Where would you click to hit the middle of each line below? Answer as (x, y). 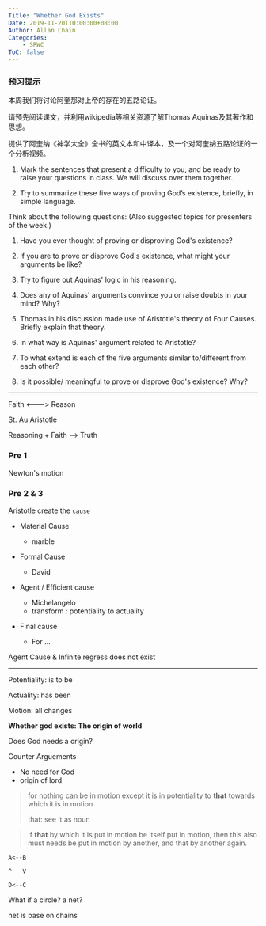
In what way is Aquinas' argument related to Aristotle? (108, 343)
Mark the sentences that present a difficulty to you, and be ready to (130, 169)
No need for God (47, 772)
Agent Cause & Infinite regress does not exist (82, 657)
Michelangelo (54, 602)
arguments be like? (51, 264)
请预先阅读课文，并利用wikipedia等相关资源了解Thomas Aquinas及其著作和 (131, 117)
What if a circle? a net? (46, 900)
